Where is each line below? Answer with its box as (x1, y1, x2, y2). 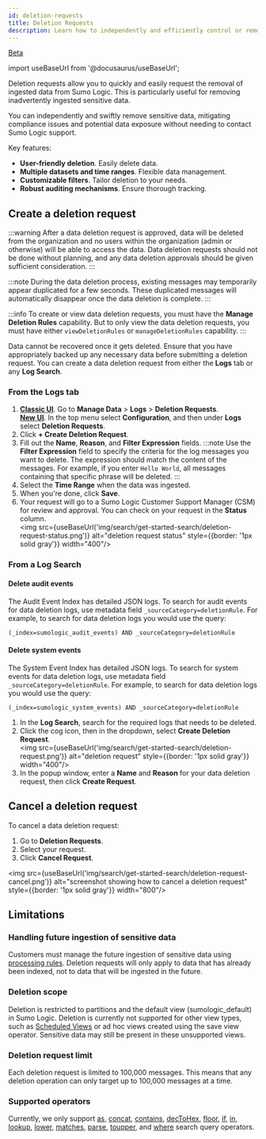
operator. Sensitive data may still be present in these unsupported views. (8, 1030, 246, 1039)
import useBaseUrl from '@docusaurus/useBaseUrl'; (8, 63, 180, 73)
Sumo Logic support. (8, 128, 77, 137)
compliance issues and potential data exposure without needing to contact (8, 120, 252, 129)
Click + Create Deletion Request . (19, 430, 129, 439)
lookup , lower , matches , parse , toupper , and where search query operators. (8, 1122, 255, 1132)
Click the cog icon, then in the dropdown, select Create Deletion (19, 726, 231, 735)
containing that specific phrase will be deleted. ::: (19, 472, 180, 481)
